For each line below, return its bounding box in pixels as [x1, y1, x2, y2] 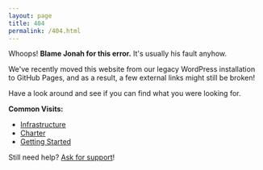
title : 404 [8, 19, 45, 27]
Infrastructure [19, 120, 66, 130]
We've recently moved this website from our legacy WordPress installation [8, 64, 256, 74]
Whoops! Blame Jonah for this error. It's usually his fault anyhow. [8, 49, 228, 59]
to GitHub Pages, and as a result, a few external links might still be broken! [8, 73, 256, 83]
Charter [19, 128, 46, 138]
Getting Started [19, 137, 71, 147]
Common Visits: [8, 104, 64, 114]
